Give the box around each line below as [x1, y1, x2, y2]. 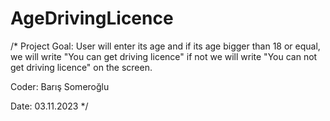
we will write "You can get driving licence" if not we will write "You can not [10, 50, 318, 62]
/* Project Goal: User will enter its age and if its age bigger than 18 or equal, [10, 40, 321, 52]
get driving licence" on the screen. [10, 61, 153, 73]
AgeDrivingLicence [10, 7, 174, 30]
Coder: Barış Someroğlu [10, 80, 110, 92]
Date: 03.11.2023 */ [10, 100, 89, 112]
